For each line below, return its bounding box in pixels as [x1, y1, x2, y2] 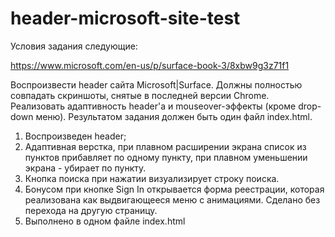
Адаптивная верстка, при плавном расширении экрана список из [24, 140, 307, 152]
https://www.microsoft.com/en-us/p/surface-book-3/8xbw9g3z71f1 [10, 59, 290, 71]
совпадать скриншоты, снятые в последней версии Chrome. [10, 89, 270, 101]
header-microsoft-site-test [10, 7, 241, 30]
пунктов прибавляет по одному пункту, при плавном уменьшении [24, 151, 308, 163]
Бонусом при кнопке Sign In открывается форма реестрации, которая [24, 183, 325, 195]
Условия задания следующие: [10, 40, 138, 52]
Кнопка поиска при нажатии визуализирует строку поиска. [24, 172, 280, 184]
